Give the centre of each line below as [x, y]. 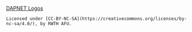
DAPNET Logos [25, 8]
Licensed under [25, 19]
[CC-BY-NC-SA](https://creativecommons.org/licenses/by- [116, 19]
